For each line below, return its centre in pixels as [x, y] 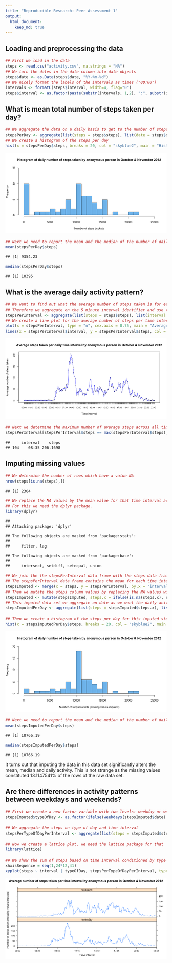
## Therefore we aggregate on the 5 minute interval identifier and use [84, 310]
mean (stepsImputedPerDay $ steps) [40, 726]
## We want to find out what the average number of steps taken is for [83, 304]
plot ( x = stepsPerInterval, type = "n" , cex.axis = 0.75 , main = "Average [87, 326]
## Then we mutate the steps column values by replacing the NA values [83, 592]
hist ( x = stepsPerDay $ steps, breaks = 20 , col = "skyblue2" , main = [80, 146]
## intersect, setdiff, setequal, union [53, 566]
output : [14, 16]
